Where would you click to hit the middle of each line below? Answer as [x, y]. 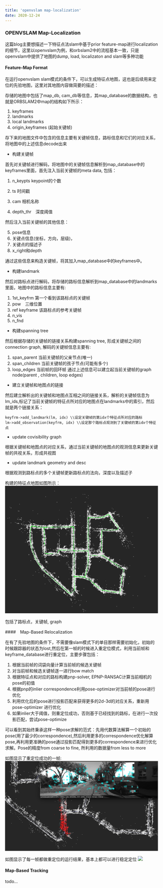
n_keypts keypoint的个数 [37, 181]
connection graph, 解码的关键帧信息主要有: [48, 347]
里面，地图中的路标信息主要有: [36, 287]
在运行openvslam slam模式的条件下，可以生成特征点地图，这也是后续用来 [79, 79]
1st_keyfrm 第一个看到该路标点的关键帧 [51, 298]
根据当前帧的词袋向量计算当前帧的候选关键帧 [57, 665]
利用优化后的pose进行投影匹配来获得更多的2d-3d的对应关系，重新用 [81, 701]
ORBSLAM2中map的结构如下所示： [49, 101]
